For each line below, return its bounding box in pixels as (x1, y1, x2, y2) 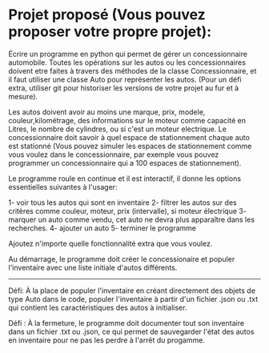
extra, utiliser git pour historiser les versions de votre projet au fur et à (8, 82, 239, 93)
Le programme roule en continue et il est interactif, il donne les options (8, 174, 242, 183)
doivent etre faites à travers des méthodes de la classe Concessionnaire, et (8, 66, 257, 75)
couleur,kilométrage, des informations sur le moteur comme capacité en (8, 115, 247, 125)
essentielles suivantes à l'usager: (8, 182, 118, 191)
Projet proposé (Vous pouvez (8, 6, 206, 24)
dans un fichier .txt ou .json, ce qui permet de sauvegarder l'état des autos (8, 327, 255, 336)
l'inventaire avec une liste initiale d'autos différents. (8, 263, 178, 272)
